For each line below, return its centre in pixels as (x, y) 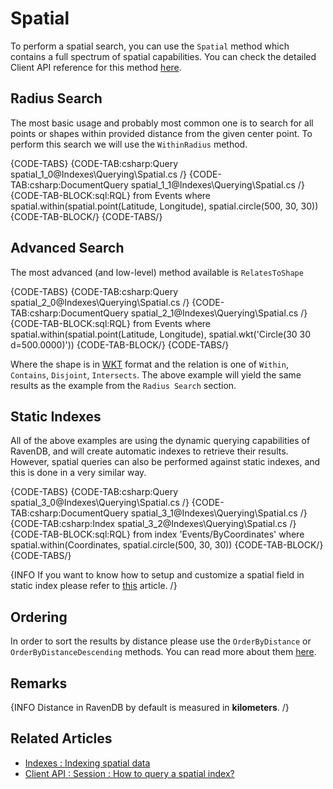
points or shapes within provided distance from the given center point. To (161, 133)
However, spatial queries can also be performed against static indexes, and (165, 462)
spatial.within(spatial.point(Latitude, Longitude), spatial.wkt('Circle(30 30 (161, 334)
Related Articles (61, 738)
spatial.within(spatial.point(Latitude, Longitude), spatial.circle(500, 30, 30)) (164, 206)
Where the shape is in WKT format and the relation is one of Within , (149, 364)
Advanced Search (67, 248)
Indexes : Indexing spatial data (87, 763)
